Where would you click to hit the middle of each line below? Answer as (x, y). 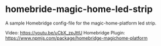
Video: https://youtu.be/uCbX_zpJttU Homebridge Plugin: (65, 32)
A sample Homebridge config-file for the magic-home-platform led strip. (81, 23)
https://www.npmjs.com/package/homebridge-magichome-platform (76, 38)
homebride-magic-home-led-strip (79, 9)
